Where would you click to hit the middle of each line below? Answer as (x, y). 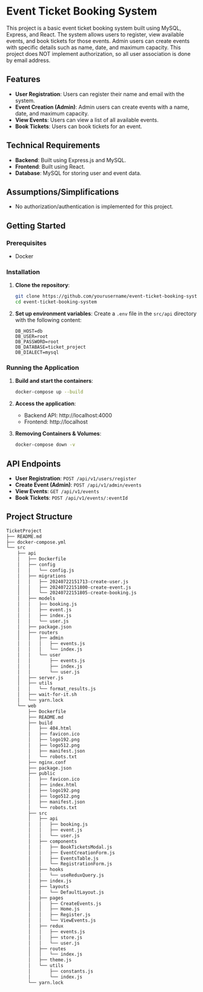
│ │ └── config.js (46, 570)
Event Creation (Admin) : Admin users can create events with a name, (102, 107)
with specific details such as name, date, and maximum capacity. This (94, 47)
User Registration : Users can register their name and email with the (100, 94)
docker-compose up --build (49, 392)
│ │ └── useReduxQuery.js (66, 875)
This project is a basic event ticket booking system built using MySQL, (94, 28)
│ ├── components (53, 841)
